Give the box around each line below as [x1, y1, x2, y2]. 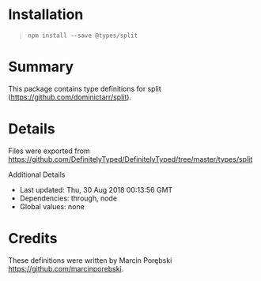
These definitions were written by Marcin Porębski [8, 255, 172, 265]
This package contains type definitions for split [8, 84, 162, 93]
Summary [8, 58, 74, 76]
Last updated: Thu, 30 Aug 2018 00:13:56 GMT [19, 185, 173, 194]
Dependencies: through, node [19, 193, 117, 203]
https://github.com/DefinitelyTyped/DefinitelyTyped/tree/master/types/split [8, 154, 253, 163]
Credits [8, 230, 58, 247]
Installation [8, 6, 84, 24]
